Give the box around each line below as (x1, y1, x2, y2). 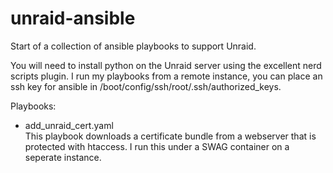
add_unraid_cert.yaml (24, 119, 114, 131)
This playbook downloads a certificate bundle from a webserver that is (24, 130, 317, 142)
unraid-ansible (10, 7, 136, 30)
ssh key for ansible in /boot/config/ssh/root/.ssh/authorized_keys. (10, 80, 282, 92)
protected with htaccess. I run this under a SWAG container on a (24, 140, 290, 152)
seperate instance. (24, 151, 102, 163)
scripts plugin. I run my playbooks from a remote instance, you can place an (10, 70, 323, 82)
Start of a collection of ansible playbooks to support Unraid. (10, 40, 257, 52)
